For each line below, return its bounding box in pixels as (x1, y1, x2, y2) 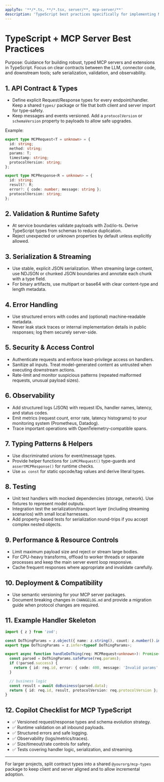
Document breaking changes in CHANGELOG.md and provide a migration (12, 597, 152, 602)
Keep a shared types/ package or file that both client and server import (12, 103, 155, 108)
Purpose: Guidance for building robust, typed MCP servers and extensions (5, 59, 155, 65)
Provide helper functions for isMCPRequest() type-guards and (12, 458, 136, 464)
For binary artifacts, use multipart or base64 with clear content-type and (12, 281, 159, 287)
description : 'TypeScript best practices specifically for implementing (5, 12, 156, 17)
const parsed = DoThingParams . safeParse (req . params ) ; (9, 656, 121, 661)
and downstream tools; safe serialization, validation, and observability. (5, 70, 146, 76)
